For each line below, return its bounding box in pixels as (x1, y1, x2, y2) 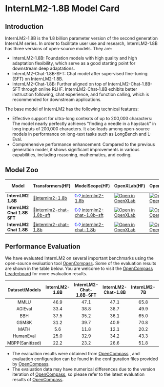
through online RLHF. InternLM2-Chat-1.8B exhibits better (21, 86, 138, 92)
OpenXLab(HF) (114, 183, 145, 188)
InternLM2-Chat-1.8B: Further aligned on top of (12, 81, 107, 87)
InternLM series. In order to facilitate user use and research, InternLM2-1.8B (5, 41, 158, 46)
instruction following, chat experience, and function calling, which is (12, 91, 149, 97)
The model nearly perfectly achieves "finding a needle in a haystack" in (12, 121, 156, 126)
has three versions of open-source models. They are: (5, 46, 112, 51)
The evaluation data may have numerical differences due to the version (12, 367, 155, 372)
